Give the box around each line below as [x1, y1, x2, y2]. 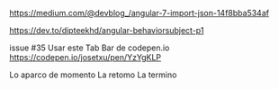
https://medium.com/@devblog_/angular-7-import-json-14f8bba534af [9, 8, 270, 18]
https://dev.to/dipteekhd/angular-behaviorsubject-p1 [9, 25, 204, 35]
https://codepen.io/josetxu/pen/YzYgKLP [9, 52, 162, 62]
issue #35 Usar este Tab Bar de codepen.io [9, 42, 170, 53]
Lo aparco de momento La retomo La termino [9, 69, 177, 80]
